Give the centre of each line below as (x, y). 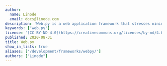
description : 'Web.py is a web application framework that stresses (78, 24)
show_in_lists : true (27, 47)
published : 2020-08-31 (29, 38)
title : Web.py (20, 42)
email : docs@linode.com (34, 19)
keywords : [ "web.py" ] (28, 28)
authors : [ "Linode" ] (27, 56)
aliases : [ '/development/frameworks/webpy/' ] (53, 51)
